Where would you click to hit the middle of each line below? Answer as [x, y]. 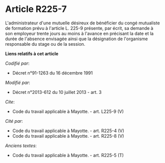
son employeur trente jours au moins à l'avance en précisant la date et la [80, 33]
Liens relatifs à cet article [32, 54]
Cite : [10, 102]
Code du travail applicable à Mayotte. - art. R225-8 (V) [68, 136]
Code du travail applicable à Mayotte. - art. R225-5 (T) [68, 155]
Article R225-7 [36, 9]
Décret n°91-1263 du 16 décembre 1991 [52, 73]
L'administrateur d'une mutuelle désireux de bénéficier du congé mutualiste [82, 23]
